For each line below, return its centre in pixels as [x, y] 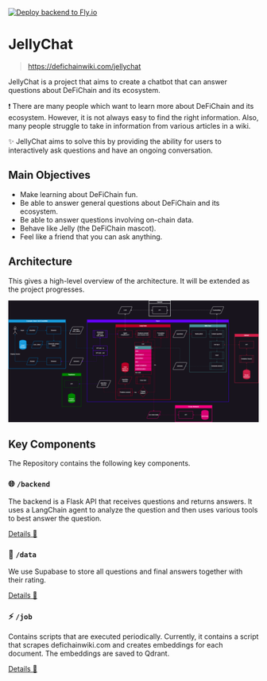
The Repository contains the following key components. [99, 463]
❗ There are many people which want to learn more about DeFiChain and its [131, 106]
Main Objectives [50, 175]
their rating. [27, 580]
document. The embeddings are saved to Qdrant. [89, 654]
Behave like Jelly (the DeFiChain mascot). [88, 228]
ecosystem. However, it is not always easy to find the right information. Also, [133, 117]
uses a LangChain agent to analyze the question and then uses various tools [133, 509]
